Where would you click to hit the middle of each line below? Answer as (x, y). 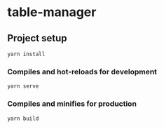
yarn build (23, 118)
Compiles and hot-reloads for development (82, 72)
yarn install (26, 54)
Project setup (37, 38)
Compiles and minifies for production (72, 104)
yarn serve (23, 86)
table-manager (52, 12)
